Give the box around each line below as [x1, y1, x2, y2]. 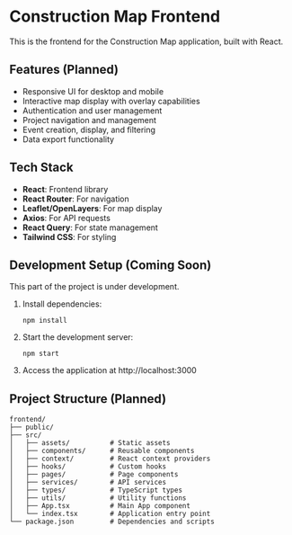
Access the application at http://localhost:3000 [22, 365, 198, 376]
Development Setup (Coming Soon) [9, 257, 212, 272]
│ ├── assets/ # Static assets [9, 439, 171, 448]
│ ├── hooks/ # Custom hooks [9, 462, 167, 471]
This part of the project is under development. [9, 281, 180, 292]
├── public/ [9, 423, 54, 432]
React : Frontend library [22, 183, 109, 194]
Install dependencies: [22, 299, 102, 309]
